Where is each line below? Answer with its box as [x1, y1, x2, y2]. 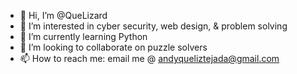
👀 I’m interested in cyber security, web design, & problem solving [19, 20, 288, 32]
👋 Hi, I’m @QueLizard [19, 10, 108, 21]
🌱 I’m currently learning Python [19, 31, 148, 42]
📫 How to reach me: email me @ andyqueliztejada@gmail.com [19, 53, 280, 64]
